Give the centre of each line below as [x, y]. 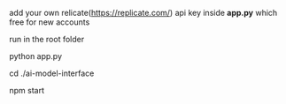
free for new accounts [50, 22]
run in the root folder [47, 39]
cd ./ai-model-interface [52, 73]
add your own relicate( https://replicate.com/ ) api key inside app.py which [143, 13]
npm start [27, 90]
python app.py [36, 56]
